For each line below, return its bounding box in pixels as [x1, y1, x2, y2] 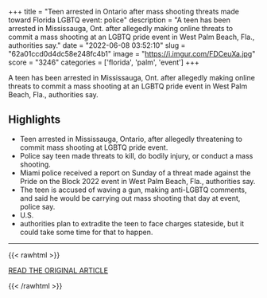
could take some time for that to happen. [19, 227, 153, 237]
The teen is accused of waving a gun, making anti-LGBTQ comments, [19, 185, 248, 194]
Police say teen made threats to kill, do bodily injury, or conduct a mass [19, 151, 253, 160]
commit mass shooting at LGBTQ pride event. [19, 143, 168, 152]
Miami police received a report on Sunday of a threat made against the [19, 167, 251, 178]
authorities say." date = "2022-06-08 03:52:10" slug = [8, 41, 186, 50]
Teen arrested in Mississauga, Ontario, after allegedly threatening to [19, 134, 242, 143]
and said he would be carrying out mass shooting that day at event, [19, 193, 241, 202]
